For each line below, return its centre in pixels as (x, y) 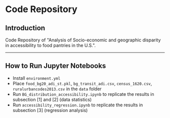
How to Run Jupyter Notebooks (56, 66)
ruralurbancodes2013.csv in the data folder (57, 89)
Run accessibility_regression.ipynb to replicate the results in (78, 105)
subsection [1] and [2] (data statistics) (52, 99)
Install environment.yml (36, 78)
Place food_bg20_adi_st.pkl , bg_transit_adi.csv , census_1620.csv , (82, 83)
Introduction (25, 28)
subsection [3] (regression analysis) (50, 110)
